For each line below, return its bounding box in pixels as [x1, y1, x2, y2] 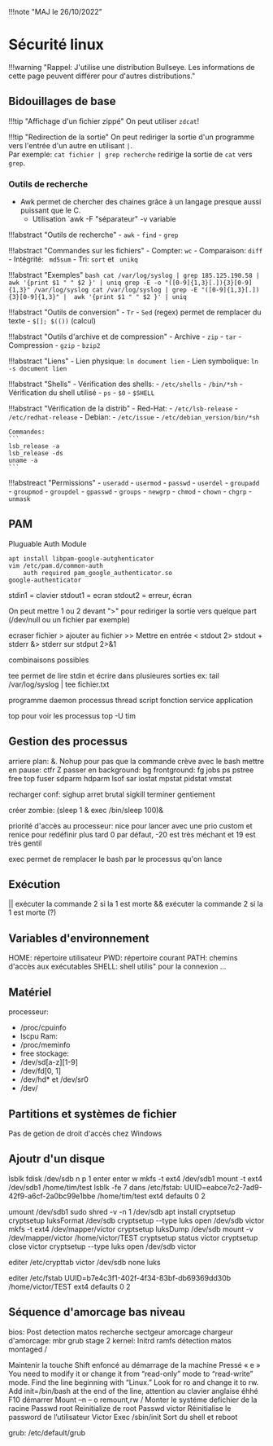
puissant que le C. [19, 205, 81, 215]
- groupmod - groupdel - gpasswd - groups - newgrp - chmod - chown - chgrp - [8, 486, 253, 496]
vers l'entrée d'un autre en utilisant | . [8, 140, 132, 150]
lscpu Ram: [19, 1031, 58, 1041]
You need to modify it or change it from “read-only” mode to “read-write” [8, 1369, 253, 1378]
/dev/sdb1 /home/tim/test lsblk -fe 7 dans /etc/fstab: [8, 1182, 183, 1192]
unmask [8, 495, 31, 503]
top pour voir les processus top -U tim [8, 710, 136, 720]
